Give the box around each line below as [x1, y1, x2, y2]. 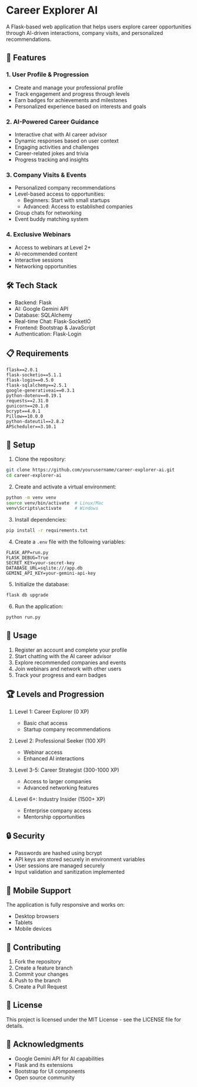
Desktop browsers [14, 913, 59, 920]
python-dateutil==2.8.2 [6, 419, 65, 425]
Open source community [14, 1073, 75, 1081]
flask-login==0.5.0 [6, 377, 54, 383]
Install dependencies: [14, 516, 67, 523]
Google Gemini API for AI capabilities [14, 1055, 104, 1062]
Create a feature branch [14, 964, 73, 972]
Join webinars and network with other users [14, 665, 122, 672]
